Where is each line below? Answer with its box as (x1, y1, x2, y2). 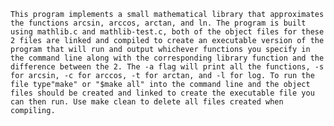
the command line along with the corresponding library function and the (10, 53, 325, 63)
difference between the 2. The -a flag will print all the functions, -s (10, 62, 325, 72)
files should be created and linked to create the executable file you (10, 88, 315, 98)
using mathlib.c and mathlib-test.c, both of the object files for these (10, 27, 325, 37)
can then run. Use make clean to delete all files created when (10, 97, 284, 107)
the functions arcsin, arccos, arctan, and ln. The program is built (10, 18, 307, 28)
